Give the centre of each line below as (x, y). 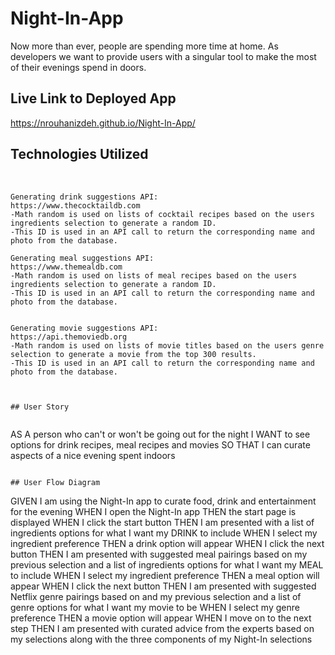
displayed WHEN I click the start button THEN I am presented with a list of (162, 522)
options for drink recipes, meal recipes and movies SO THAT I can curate (160, 444)
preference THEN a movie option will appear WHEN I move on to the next (161, 618)
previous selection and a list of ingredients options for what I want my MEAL (167, 564)
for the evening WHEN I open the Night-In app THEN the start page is (153, 511)
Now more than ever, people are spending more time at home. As (144, 46)
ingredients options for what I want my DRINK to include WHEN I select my (164, 533)
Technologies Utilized (79, 154)
